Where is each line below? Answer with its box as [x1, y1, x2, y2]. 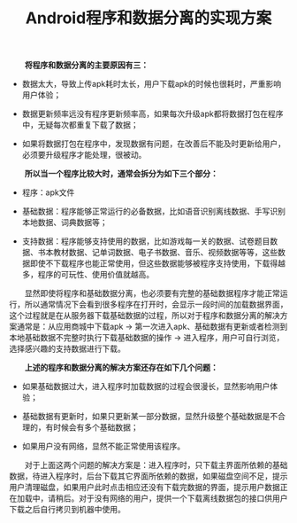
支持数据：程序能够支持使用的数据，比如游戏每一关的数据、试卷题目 [21, 236, 270, 246]
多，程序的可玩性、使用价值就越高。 [21, 269, 155, 280]
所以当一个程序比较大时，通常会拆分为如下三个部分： [25, 168, 218, 179]
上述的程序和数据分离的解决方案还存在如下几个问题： [25, 363, 218, 373]
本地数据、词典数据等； [21, 217, 108, 228]
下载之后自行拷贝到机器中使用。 [9, 504, 126, 515]
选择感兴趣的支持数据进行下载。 [9, 343, 126, 355]
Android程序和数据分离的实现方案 [25, 8, 272, 28]
